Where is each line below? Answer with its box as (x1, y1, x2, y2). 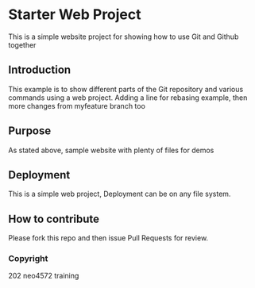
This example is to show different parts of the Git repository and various (8, 84, 244, 94)
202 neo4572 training (8, 271, 79, 281)
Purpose (8, 125, 52, 138)
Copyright (8, 253, 48, 264)
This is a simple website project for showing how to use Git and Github (8, 32, 239, 41)
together (8, 40, 37, 49)
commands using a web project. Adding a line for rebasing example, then (8, 93, 248, 102)
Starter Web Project (8, 6, 141, 24)
